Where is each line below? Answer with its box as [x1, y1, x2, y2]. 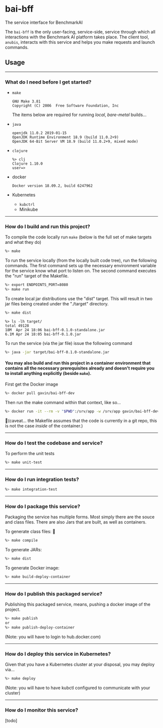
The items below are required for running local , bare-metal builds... [12, 112, 147, 118]
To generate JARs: [5, 547, 42, 553]
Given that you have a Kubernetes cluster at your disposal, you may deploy [5, 661, 155, 667]
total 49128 [5, 323, 29, 328]
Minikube [19, 206, 38, 212]
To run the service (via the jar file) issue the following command [5, 340, 132, 346]
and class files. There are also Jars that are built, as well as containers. [5, 519, 147, 525]
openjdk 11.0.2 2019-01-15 [12, 131, 67, 135]
